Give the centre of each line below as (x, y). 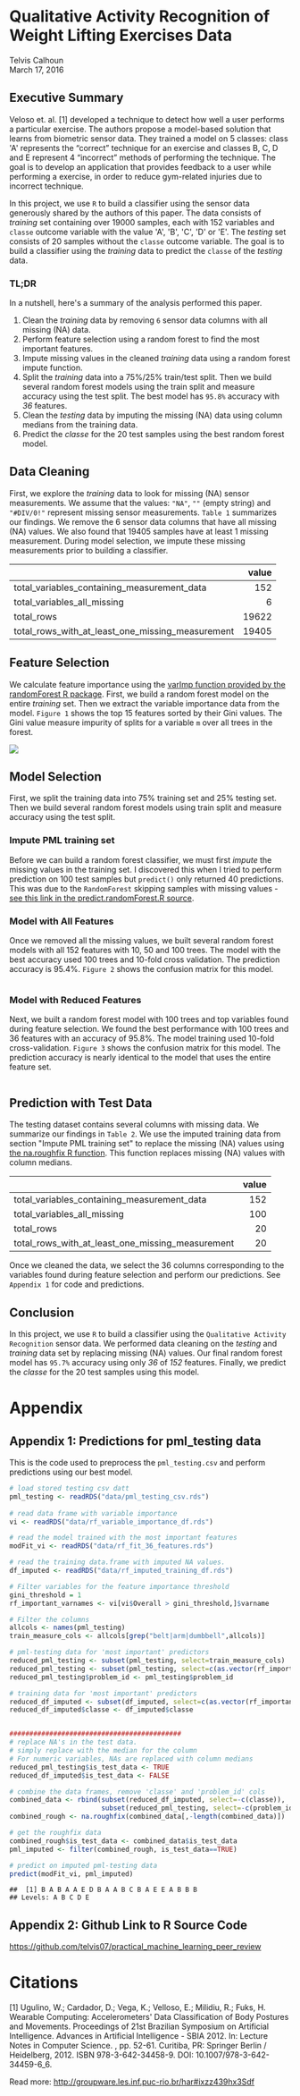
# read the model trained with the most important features (124, 1538)
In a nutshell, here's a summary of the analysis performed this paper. (136, 303)
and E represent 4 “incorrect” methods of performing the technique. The (143, 157)
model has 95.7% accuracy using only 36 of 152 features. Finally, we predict (148, 1362)
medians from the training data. (80, 425)
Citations (44, 1983)
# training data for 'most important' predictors (104, 1693)
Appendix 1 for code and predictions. (77, 1284)
